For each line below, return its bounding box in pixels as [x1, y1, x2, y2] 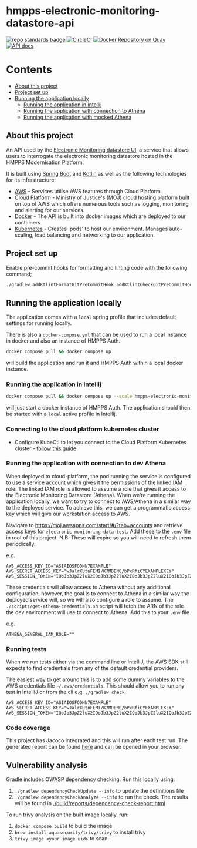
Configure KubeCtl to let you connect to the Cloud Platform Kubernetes [14, 438, 186, 445]
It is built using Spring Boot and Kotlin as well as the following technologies [6, 170, 187, 177]
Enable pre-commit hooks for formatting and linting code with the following [6, 264, 188, 271]
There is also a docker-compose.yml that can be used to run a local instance [6, 331, 187, 338]
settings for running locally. [6, 320, 72, 327]
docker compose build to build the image [14, 823, 113, 830]
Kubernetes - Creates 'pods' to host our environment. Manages [14, 225, 168, 232]
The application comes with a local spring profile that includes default [6, 313, 176, 321]
